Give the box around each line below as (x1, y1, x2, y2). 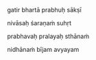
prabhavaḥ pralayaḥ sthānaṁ (7, 32, 90, 40)
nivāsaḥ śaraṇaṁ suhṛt (7, 19, 72, 27)
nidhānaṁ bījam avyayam (7, 46, 80, 53)
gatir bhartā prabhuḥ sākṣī (7, 6, 82, 14)
